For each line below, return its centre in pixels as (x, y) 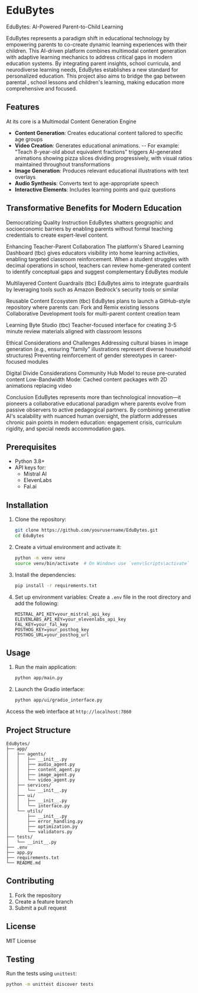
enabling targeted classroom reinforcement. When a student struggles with (98, 259)
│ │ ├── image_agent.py (41, 775)
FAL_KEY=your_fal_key (41, 624)
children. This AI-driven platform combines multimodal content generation (96, 50)
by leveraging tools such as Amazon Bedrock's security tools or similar (92, 289)
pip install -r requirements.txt (56, 586)
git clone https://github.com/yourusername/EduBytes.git (86, 531)
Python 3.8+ (30, 461)
